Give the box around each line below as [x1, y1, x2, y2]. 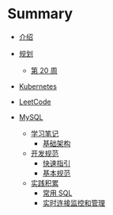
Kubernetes [18, 81, 57, 91]
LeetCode [18, 97, 51, 106]
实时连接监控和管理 [42, 198, 106, 207]
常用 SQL [42, 188, 73, 198]
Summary [7, 5, 73, 23]
